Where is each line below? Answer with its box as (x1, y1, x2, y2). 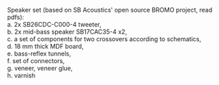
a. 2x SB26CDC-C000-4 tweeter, (7, 21, 102, 28)
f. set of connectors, (7, 57, 65, 64)
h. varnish (7, 71, 36, 80)
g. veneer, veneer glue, (7, 64, 73, 72)
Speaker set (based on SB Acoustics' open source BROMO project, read (7, 6, 213, 14)
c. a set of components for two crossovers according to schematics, (7, 35, 202, 43)
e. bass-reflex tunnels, (7, 49, 71, 58)
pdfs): (7, 13, 24, 21)
